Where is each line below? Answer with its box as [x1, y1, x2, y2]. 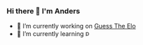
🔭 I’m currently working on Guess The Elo [16, 22, 137, 30]
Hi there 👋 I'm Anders [6, 6, 81, 16]
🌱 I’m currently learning [16, 30, 84, 38]
